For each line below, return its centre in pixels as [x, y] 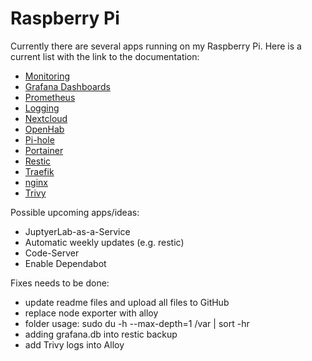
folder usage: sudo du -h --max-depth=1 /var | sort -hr [137, 323]
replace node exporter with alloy [91, 313]
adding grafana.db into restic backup [101, 334]
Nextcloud [46, 118]
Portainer [44, 150]
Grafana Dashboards [67, 86]
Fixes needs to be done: [60, 283]
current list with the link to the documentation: [105, 56]
